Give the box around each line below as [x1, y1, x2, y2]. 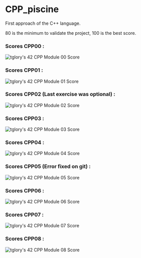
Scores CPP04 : [5, 139, 45, 146]
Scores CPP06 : [5, 187, 44, 194]
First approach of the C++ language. [5, 20, 81, 26]
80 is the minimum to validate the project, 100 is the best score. [5, 30, 136, 36]
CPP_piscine [5, 4, 59, 15]
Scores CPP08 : [5, 235, 44, 242]
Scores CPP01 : [5, 67, 44, 74]
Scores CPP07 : [5, 211, 44, 218]
